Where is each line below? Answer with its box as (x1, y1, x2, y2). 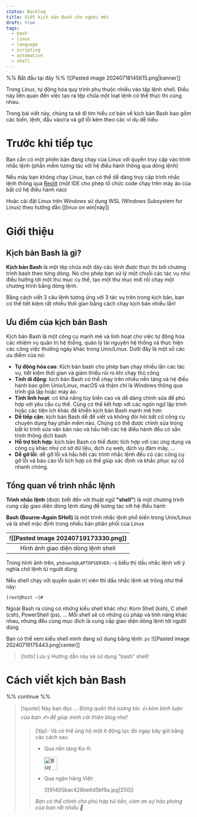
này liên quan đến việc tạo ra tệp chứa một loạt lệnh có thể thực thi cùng (6, 92, 182, 99)
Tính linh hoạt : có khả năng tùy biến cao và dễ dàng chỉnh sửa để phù (14, 395, 185, 402)
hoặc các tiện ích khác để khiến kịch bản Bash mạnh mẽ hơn (14, 407, 162, 414)
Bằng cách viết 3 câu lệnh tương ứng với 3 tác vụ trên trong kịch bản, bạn (6, 294, 185, 301)
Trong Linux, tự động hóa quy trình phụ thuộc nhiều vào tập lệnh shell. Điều (6, 86, 189, 93)
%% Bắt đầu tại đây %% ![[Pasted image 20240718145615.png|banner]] (6, 74, 181, 81)
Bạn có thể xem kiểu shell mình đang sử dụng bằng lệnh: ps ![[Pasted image (6, 635, 190, 642)
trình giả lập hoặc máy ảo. (14, 388, 78, 395)
